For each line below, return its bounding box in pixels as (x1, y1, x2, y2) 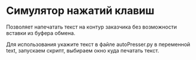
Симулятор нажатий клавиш (6, 4, 155, 17)
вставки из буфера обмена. (6, 29, 76, 36)
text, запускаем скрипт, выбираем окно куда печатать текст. (6, 47, 159, 54)
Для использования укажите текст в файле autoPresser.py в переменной (6, 41, 191, 48)
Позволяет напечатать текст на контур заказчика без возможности (6, 23, 177, 30)
